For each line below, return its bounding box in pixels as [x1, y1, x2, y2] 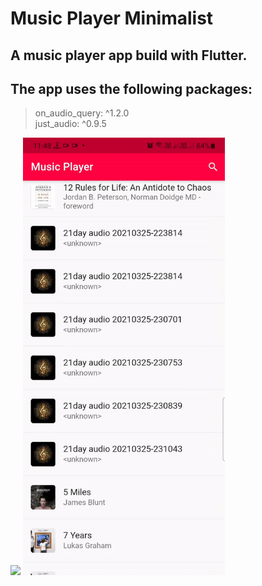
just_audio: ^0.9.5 [34, 118, 107, 130]
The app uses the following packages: [10, 80, 253, 97]
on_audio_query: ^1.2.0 [34, 107, 130, 119]
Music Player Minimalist [10, 7, 214, 30]
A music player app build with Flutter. [10, 47, 248, 64]
